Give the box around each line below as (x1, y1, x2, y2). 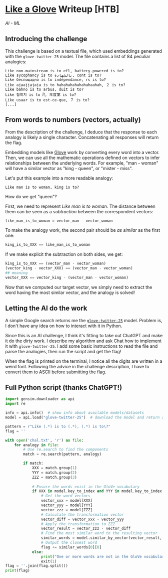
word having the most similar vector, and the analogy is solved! (5, 290, 135, 296)
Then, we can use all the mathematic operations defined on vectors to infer (5, 155, 160, 161)
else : (31, 549, 43, 554)
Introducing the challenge (5, 35, 87, 43)
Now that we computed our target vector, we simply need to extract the (5, 284, 152, 290)
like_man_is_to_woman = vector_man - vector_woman (5, 218, 113, 223)
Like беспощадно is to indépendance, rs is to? (5, 77, 106, 82)
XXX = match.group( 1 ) (31, 466, 77, 471)
